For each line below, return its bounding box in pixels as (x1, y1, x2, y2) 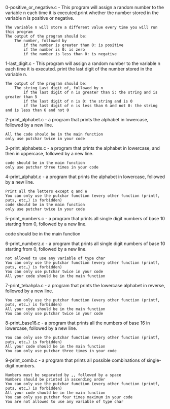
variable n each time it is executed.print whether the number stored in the (5, 10, 159, 16)
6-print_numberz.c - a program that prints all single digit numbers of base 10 (5, 241, 165, 247)
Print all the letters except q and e (5, 189, 87, 194)
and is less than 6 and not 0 (5, 108, 70, 113)
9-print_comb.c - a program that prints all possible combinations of (5, 357, 146, 363)
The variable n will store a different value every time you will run (5, 25, 158, 30)
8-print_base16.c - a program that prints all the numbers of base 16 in (5, 320, 150, 326)
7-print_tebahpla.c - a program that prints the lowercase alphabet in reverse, (5, 283, 165, 288)
